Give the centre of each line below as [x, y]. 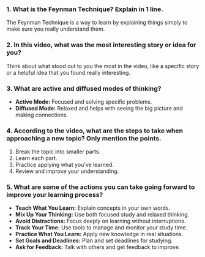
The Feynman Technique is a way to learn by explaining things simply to [97, 23]
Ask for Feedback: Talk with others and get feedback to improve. [98, 247]
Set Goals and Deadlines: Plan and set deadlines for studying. [94, 240]
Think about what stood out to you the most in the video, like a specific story [103, 66]
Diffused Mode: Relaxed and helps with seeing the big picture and [99, 108]
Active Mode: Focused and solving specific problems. [84, 102]
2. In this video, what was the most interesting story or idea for [101, 45]
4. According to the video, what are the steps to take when [95, 131]
